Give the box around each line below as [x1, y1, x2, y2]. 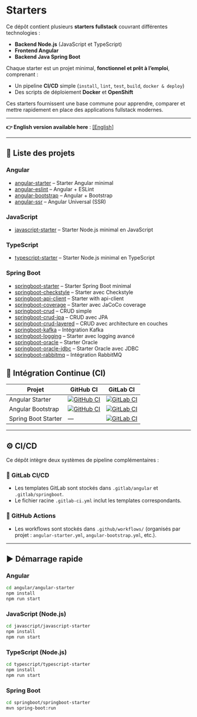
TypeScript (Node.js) [6, 648, 67, 656]
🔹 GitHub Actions [6, 512, 56, 520]
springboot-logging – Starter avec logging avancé [14, 332, 135, 339]
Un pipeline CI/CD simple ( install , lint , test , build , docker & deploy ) [14, 82, 185, 89]
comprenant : [6, 71, 39, 78]
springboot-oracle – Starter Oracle [14, 338, 98, 346]
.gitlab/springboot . [14, 491, 64, 498]
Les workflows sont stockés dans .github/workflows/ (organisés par [14, 525, 181, 532]
